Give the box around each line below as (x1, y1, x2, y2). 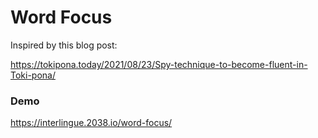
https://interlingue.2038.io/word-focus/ (10, 117, 173, 129)
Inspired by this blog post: (10, 39, 118, 51)
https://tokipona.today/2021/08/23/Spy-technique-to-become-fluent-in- (10, 58, 308, 70)
